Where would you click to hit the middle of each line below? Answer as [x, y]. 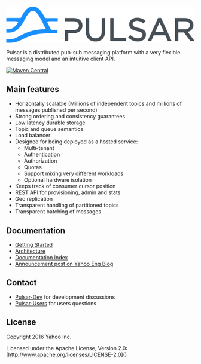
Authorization [40, 161]
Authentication [42, 155]
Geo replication [33, 199]
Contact [22, 282]
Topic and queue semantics [49, 129]
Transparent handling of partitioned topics [67, 205]
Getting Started [33, 244]
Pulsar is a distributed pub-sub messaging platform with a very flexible [93, 53]
